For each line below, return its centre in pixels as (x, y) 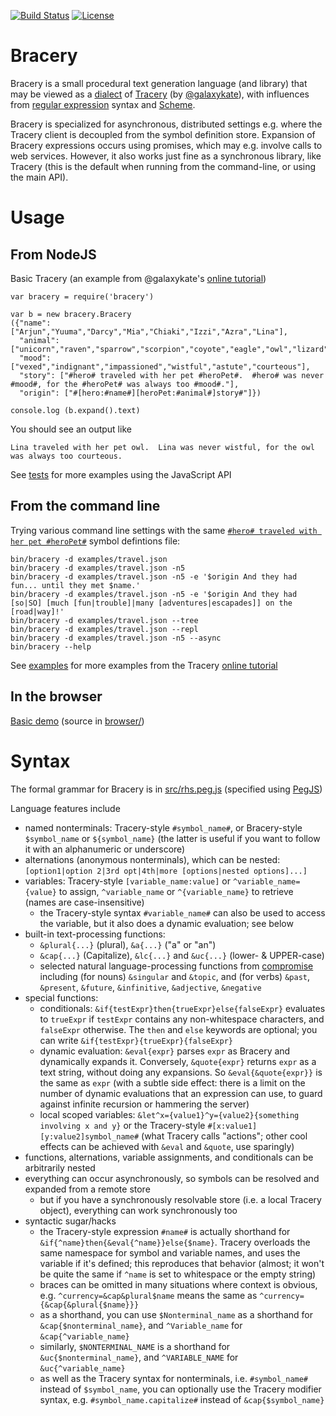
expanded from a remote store (87, 1189)
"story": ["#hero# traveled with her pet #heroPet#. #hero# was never (172, 375)
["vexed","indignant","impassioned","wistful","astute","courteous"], (160, 366)
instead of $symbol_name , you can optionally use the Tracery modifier (180, 1389)
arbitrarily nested (60, 1167)
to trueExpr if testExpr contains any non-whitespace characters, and (182, 1019)
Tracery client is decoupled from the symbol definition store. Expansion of (163, 134)
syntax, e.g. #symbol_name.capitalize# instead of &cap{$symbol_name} (182, 1399)
